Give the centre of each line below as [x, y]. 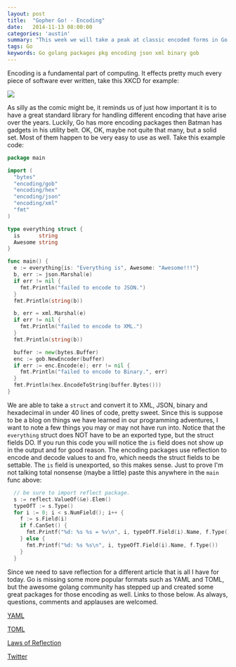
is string [36, 236]
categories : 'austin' [39, 33]
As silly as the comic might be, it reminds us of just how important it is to [112, 107]
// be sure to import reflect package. [72, 493]
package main [26, 158]
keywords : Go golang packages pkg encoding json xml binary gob [103, 54]
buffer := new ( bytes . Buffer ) [56, 352]
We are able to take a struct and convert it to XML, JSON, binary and [107, 405]
